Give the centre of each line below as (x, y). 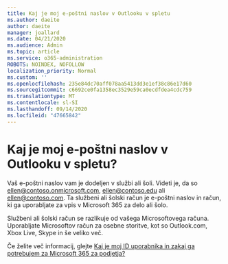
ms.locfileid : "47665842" (44, 115)
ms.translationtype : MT (41, 97)
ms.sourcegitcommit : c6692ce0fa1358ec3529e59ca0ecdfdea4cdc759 (100, 90)
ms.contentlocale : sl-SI (43, 103)
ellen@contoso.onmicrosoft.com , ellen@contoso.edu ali (86, 190)
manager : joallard (33, 33)
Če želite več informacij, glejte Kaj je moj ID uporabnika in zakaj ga (101, 246)
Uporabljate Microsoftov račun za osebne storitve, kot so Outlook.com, (107, 225)
